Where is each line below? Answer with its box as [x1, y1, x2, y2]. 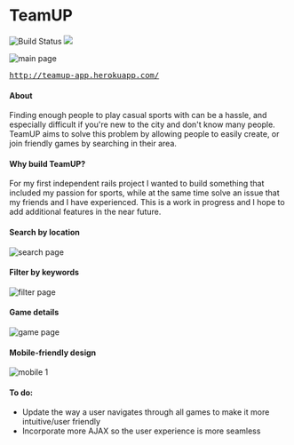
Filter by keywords [9, 267, 80, 278]
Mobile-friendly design [9, 347, 96, 358]
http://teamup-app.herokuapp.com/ [9, 70, 160, 80]
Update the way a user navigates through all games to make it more [21, 407, 270, 417]
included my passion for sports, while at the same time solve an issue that [9, 187, 280, 198]
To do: [9, 387, 34, 398]
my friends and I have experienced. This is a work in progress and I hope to [9, 197, 286, 208]
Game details [9, 307, 60, 318]
